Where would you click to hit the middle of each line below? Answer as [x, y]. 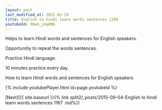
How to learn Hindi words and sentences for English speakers [69, 78]
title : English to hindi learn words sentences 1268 [62, 19]
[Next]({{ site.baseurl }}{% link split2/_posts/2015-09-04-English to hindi [81, 97]
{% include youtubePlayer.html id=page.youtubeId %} [61, 88]
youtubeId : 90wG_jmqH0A [30, 24]
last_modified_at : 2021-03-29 [37, 15]
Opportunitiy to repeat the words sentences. [51, 48]
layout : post [19, 10]
